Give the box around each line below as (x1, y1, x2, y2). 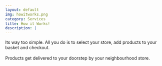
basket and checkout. (5, 45, 50, 51)
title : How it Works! (5, 21, 50, 26)
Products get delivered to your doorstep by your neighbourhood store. (5, 55, 150, 61)
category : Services (5, 16, 46, 21)
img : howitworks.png (5, 12, 48, 17)
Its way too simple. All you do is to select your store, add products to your (5, 39, 157, 45)
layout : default (5, 7, 39, 12)
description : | (5, 26, 37, 31)
